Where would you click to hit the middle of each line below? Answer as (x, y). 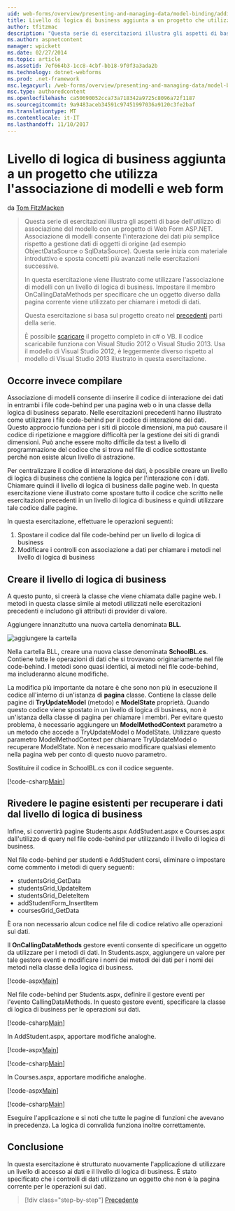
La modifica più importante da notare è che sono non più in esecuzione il (112, 688)
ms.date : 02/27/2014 (37, 53)
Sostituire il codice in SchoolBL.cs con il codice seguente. (91, 768)
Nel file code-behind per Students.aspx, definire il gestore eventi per (106, 994)
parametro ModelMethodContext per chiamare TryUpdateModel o (102, 739)
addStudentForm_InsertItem (58, 902)
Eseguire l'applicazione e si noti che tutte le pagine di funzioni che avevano (116, 1117)
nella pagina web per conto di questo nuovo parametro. (87, 755)
